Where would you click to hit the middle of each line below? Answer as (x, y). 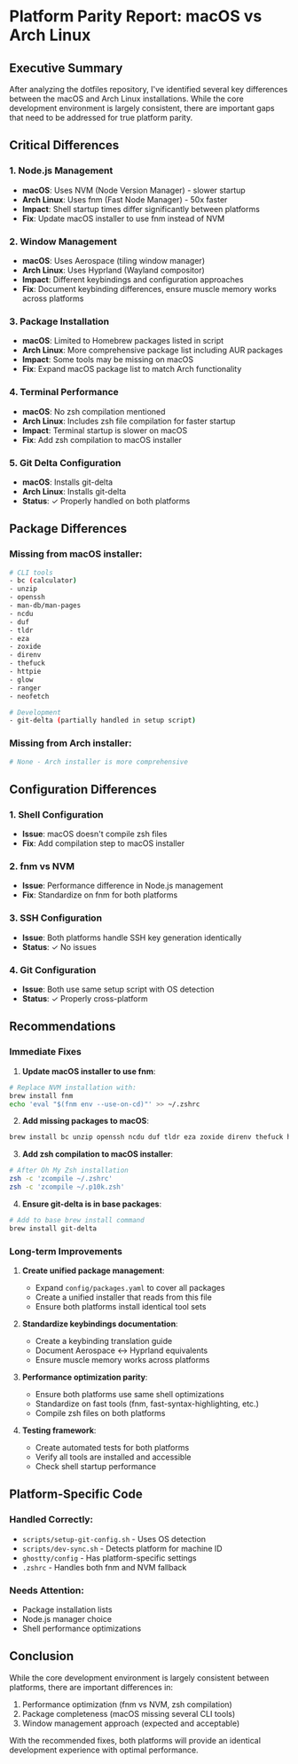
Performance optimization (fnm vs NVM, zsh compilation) (127, 1704)
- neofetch (29, 696)
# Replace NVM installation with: (73, 1088)
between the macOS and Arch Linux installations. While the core (126, 99)
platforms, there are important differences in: (91, 1687)
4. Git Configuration (53, 969)
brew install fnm (41, 1096)
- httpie (25, 672)
